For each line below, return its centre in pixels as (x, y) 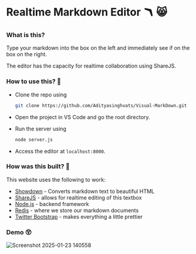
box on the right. (27, 55)
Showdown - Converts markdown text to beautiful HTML (85, 191)
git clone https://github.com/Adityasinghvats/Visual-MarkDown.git (101, 105)
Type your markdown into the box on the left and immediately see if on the (98, 48)
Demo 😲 (19, 232)
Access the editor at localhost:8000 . (60, 151)
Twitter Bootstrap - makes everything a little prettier (79, 216)
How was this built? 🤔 (38, 167)
